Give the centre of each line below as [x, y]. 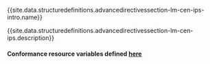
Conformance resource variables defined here [74, 54]
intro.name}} [25, 17]
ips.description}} [31, 38]
